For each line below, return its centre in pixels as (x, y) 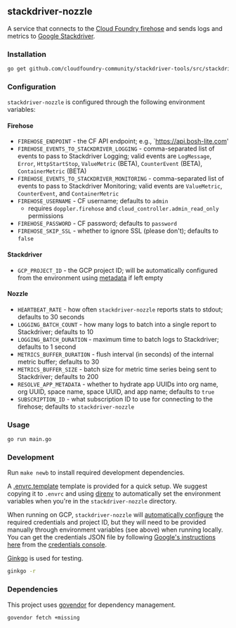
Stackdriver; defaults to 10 (55, 332)
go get (17, 69)
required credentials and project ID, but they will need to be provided (107, 523)
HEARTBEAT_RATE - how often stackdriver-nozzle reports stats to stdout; (120, 309)
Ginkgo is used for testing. (45, 558)
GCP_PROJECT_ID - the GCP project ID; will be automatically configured (117, 270)
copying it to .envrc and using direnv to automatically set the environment (114, 494)
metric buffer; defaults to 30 (58, 361)
